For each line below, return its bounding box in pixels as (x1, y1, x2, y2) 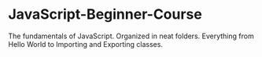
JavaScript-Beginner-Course (8, 5, 202, 23)
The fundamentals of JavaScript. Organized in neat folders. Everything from (8, 31, 254, 41)
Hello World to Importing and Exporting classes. (8, 39, 164, 48)
